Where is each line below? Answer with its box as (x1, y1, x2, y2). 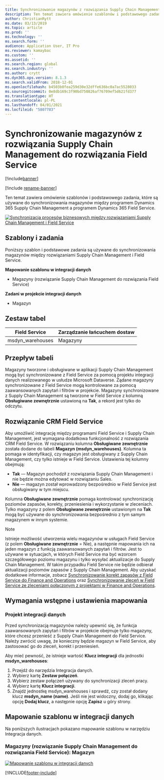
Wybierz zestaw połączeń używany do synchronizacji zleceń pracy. (12, 678, 149, 684)
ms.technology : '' (5, 35, 42, 40)
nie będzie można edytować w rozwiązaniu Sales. (12, 476, 113, 482)
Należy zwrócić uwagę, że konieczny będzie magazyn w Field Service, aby (5, 638, 156, 644)
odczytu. (5, 403, 23, 409)
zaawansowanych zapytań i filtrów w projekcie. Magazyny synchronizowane (5, 387, 159, 394)
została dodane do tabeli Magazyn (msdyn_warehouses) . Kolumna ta (5, 446, 146, 452)
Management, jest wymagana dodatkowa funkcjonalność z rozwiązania (5, 436, 149, 442)
